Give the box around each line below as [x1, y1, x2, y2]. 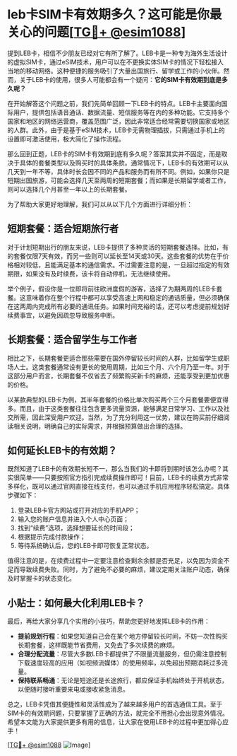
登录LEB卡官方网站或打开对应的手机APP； [17, 506, 140, 515]
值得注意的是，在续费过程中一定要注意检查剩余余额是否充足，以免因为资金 [7, 557, 224, 565]
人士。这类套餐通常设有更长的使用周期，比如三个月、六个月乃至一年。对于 [13, 362, 230, 371]
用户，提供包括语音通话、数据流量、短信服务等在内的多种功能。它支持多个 [13, 107, 230, 117]
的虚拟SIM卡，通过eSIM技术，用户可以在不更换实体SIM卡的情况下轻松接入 [7, 57, 224, 66]
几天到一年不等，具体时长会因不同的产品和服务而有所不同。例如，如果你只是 [7, 167, 230, 175]
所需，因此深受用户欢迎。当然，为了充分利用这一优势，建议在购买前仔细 [13, 413, 224, 421]
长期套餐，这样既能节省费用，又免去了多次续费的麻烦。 [17, 641, 178, 649]
